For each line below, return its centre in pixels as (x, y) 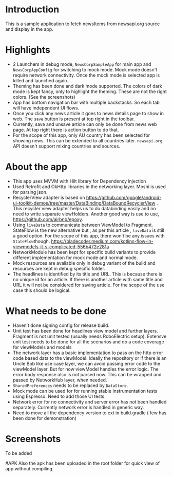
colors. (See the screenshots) (44, 97)
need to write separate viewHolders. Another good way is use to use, (86, 214)
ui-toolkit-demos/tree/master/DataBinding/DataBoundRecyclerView (84, 203)
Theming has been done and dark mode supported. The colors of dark (88, 86)
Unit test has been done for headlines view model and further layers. (85, 331)
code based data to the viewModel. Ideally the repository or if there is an (90, 358)
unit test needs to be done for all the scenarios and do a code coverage (88, 342)
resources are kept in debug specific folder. (59, 268)
